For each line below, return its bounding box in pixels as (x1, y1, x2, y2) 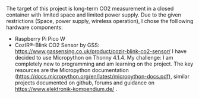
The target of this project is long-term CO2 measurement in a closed (6, 5, 174, 12)
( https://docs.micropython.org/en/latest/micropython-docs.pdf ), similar (14, 73, 190, 80)
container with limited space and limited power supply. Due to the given (6, 11, 181, 18)
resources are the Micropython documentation (14, 67, 129, 73)
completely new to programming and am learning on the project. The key (14, 60, 194, 67)
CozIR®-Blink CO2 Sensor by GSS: (14, 41, 100, 48)
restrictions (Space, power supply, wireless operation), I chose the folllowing (6, 18, 194, 24)
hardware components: (6, 24, 64, 31)
